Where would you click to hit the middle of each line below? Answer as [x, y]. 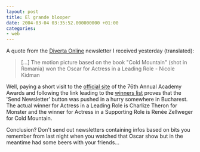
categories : [21, 28]
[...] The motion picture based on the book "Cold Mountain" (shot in [104, 63]
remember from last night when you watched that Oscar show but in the [95, 136]
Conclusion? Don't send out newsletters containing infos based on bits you [98, 130]
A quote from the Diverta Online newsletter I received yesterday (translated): [100, 51]
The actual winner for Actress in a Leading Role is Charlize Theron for [92, 106]
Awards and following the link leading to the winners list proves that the [94, 93]
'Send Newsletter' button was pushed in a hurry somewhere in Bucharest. [97, 100]
